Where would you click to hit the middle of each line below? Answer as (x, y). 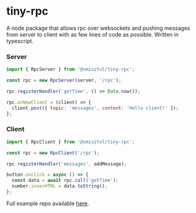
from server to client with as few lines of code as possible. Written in (93, 34)
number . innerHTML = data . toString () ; (60, 186)
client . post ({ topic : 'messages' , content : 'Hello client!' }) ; (95, 108)
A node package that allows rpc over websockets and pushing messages (98, 28)
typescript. (20, 41)
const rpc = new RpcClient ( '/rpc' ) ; (53, 153)
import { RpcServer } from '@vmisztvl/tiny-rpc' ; (71, 69)
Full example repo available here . (48, 203)
